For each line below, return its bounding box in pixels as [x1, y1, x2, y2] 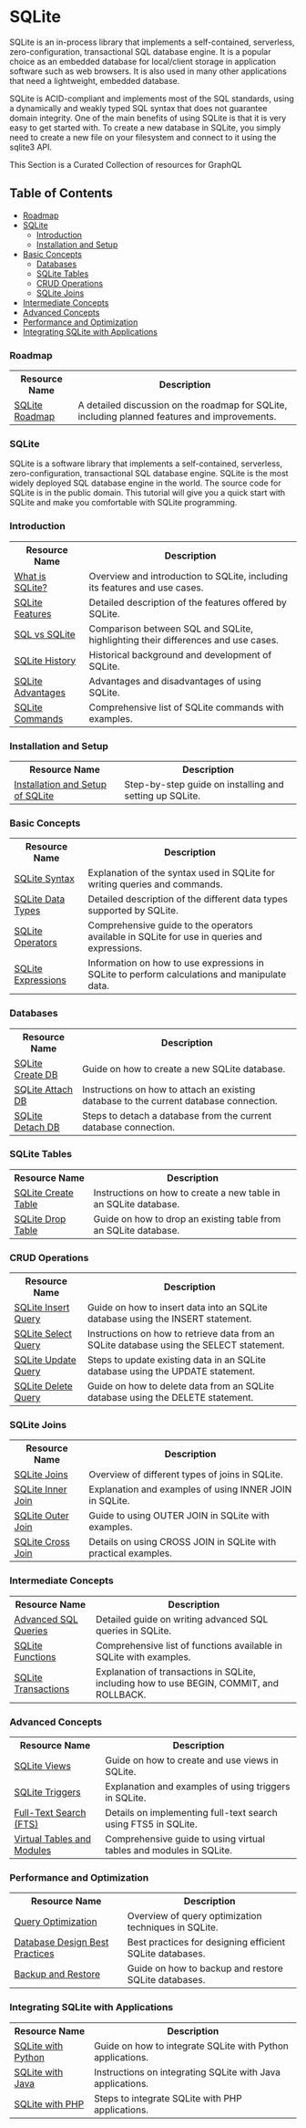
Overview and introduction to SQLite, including [88, 569, 289, 582]
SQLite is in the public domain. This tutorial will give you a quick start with [9, 487, 286, 498]
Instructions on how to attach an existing [81, 1083, 256, 1096]
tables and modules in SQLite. [104, 1844, 233, 1857]
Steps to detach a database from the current [81, 1109, 272, 1121]
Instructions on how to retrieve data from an [87, 1328, 275, 1340]
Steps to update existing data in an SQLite [87, 1353, 267, 1366]
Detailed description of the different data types [87, 892, 289, 905]
